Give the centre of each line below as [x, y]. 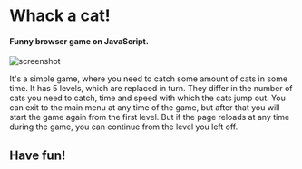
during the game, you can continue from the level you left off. [124, 127]
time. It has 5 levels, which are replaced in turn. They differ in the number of [151, 89]
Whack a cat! [60, 16]
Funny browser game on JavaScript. [79, 41]
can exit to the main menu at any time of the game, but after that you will [145, 108]
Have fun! [38, 155]
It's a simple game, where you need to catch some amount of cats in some [149, 79]
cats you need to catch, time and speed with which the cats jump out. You [147, 98]
